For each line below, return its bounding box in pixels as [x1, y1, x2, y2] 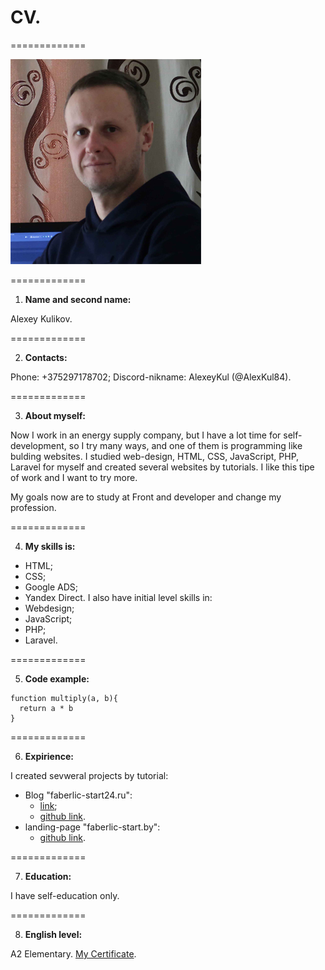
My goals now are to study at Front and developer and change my [10, 491, 282, 503]
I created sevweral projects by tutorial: [10, 769, 169, 781]
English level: [24, 928, 83, 940]
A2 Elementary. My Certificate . [10, 947, 137, 960]
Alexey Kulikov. [10, 312, 73, 325]
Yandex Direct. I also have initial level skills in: [24, 591, 213, 603]
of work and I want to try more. [10, 471, 138, 483]
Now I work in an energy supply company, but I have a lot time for [10, 429, 282, 441]
